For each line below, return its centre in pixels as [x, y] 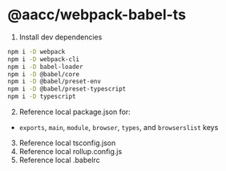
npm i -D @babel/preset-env [54, 82]
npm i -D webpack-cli [44, 59]
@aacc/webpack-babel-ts [97, 15]
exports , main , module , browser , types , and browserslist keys [119, 128]
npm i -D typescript [42, 97]
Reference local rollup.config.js [71, 152]
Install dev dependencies [61, 37]
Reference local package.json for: [75, 112]
